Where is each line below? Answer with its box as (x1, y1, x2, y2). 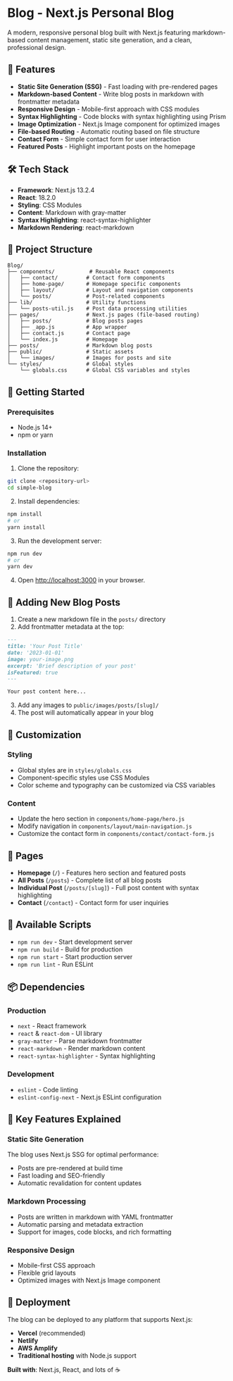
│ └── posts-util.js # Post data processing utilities (7, 305, 188, 313)
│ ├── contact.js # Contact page (7, 330, 131, 337)
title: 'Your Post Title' (7, 643, 83, 650)
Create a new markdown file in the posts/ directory (17, 615, 166, 624)
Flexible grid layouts (17, 1269, 76, 1277)
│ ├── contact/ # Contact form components (7, 275, 165, 282)
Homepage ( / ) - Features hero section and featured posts (17, 868, 187, 877)
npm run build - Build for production (17, 945, 123, 954)
